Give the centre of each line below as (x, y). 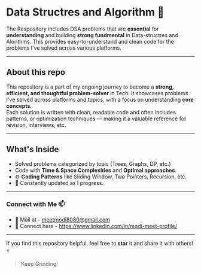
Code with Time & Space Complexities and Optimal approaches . (95, 170)
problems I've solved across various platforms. (64, 48)
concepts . (19, 106)
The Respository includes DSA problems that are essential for (83, 29)
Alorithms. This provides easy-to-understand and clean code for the (90, 41)
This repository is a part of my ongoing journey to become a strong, (90, 87)
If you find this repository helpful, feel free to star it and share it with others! (100, 243)
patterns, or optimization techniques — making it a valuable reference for (96, 119)
